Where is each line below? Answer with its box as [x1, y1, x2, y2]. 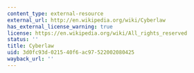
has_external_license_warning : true [7, 23, 113, 30]
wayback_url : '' [7, 56, 54, 63]
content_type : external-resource [7, 10, 104, 17]
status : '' [7, 36, 39, 43]
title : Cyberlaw [7, 42, 54, 49]
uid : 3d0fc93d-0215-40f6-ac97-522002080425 [7, 49, 135, 56]
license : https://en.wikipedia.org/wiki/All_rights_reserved [7, 29, 188, 37]
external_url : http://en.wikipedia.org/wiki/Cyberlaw [7, 17, 166, 24]
